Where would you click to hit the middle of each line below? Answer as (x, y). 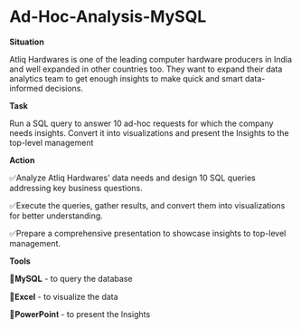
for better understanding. (56, 216)
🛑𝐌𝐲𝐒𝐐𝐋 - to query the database (71, 278)
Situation (27, 42)
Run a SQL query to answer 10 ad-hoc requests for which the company (141, 123)
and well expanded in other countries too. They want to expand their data (146, 69)
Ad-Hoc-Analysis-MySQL (108, 17)
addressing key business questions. (76, 188)
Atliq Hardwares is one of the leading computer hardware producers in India (150, 59)
